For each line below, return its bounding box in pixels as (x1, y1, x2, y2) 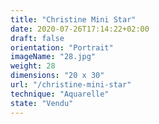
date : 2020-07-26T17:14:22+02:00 (10, 24, 150, 34)
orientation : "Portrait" (10, 42, 114, 53)
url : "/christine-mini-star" (10, 80, 132, 90)
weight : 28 (10, 61, 56, 71)
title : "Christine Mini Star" (10, 14, 137, 25)
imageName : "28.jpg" (10, 52, 97, 62)
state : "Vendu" (10, 98, 74, 108)
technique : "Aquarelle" (10, 89, 110, 99)
